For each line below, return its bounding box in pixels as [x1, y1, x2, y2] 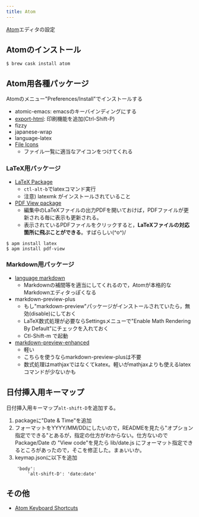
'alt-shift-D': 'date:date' [27, 471, 97, 477]
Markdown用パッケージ [6, 261, 74, 269]
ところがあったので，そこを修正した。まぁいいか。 [20, 446, 145, 453]
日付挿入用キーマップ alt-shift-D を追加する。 [6, 404, 119, 411]
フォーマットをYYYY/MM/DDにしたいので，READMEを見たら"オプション [14, 424, 194, 431]
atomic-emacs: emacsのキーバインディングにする [14, 108, 137, 115]
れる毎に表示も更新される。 [34, 214, 102, 221]
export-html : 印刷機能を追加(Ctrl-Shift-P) [14, 115, 115, 122]
